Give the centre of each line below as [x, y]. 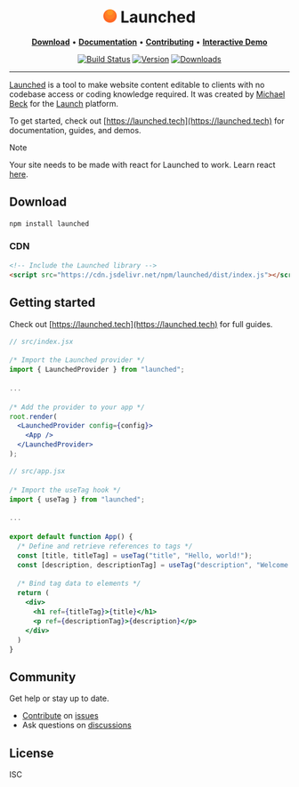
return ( [33, 593]
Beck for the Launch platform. [64, 103]
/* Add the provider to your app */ [77, 407]
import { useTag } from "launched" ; [77, 499]
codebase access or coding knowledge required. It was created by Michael [147, 94]
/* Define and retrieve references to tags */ [105, 546]
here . [19, 174]
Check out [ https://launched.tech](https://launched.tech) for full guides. [141, 324]
